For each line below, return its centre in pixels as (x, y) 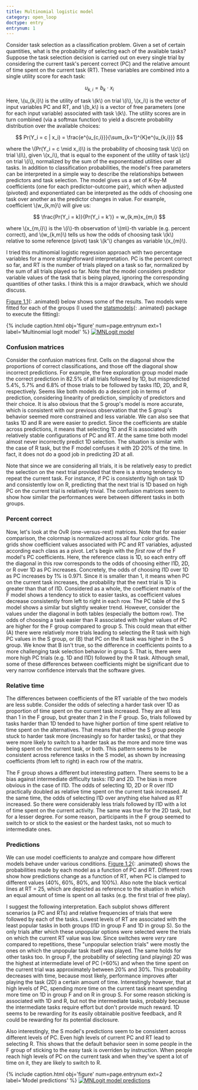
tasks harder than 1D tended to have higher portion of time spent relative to (98, 723)
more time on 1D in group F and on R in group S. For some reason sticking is (98, 995)
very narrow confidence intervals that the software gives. (76, 670)
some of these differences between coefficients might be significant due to (98, 664)
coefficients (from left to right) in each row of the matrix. (75, 761)
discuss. (16, 290)
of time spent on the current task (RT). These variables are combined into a (98, 70)
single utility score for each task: (46, 76)
